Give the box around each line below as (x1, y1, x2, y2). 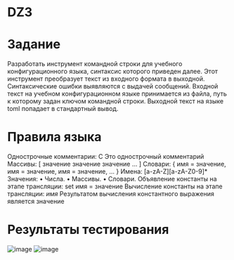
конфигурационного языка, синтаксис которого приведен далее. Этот (7, 67, 219, 76)
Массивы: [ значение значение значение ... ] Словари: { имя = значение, (7, 160, 226, 169)
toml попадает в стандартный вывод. (7, 105, 119, 113)
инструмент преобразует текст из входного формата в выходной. (7, 74, 205, 83)
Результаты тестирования (7, 222, 169, 238)
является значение (7, 197, 65, 206)
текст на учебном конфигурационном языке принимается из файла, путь (7, 89, 227, 98)
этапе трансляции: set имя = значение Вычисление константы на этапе (7, 182, 223, 190)
